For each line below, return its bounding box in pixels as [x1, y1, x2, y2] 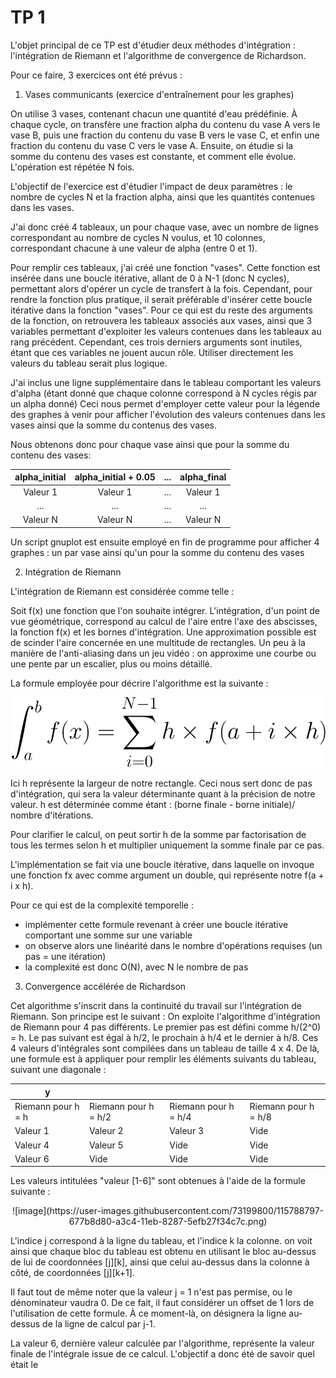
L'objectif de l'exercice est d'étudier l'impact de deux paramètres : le [10, 180, 293, 192]
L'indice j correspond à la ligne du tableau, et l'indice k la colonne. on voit [10, 1235, 313, 1247]
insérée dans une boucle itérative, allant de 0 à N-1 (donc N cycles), [10, 272, 290, 284]
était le [10, 1359, 39, 1371]
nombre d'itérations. [10, 809, 94, 821]
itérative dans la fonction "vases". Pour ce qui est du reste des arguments [10, 304, 313, 316]
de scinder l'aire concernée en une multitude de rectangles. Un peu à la [10, 636, 306, 648]
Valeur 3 [169, 1125, 204, 1137]
